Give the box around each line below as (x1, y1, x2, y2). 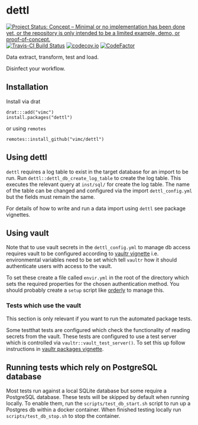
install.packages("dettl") (6, 114, 73, 120)
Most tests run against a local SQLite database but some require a (6, 387, 167, 394)
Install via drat (6, 98, 40, 105)
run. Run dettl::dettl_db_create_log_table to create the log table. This (6, 174, 181, 181)
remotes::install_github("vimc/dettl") (6, 136, 105, 142)
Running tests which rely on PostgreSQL (6, 362, 158, 373)
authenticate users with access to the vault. (6, 263, 112, 270)
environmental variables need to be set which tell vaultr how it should (6, 256, 177, 263)
